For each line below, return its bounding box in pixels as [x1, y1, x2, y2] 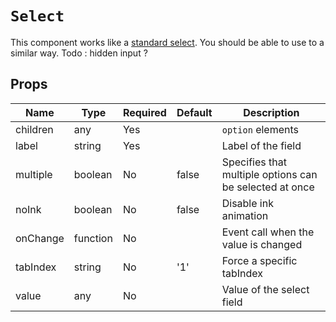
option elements [221, 122, 299, 136]
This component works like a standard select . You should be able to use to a [10, 36, 325, 48]
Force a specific [221, 253, 298, 267]
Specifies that [221, 155, 287, 169]
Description [243, 105, 300, 119]
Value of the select [221, 282, 310, 296]
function [73, 231, 113, 245]
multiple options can [221, 167, 318, 181]
